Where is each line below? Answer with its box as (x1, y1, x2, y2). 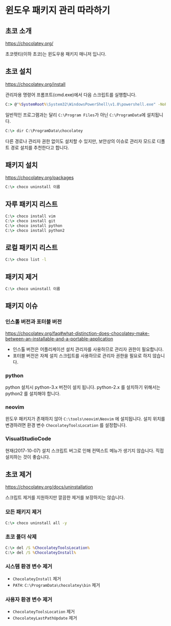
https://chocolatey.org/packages (5, 174, 74, 181)
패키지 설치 (5, 161, 38, 169)
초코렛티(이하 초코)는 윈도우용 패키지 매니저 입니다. (5, 51, 107, 57)
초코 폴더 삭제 (5, 533, 37, 540)
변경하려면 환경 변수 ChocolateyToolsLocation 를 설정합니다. (5, 422, 127, 428)
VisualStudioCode (5, 435, 51, 442)
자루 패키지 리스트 (5, 200, 58, 208)
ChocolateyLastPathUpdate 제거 (12, 615, 77, 621)
